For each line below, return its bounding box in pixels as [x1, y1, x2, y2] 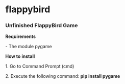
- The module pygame [5, 44, 52, 50]
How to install [5, 53, 35, 59]
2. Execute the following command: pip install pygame [5, 73, 120, 79]
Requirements [5, 33, 36, 39]
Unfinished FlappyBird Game [5, 22, 78, 29]
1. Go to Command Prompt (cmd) [5, 63, 74, 70]
